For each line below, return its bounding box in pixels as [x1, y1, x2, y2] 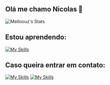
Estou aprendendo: [5, 33, 67, 42]
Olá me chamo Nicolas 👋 [5, 5, 83, 14]
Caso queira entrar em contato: [5, 61, 105, 69]
